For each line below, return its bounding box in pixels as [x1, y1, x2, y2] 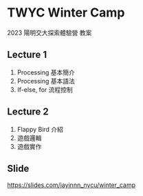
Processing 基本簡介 [16, 68, 76, 77]
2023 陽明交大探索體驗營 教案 [7, 28, 92, 37]
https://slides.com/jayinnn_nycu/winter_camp [7, 181, 136, 189]
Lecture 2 [7, 106, 49, 118]
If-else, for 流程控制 [16, 85, 74, 94]
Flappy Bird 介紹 [16, 125, 64, 133]
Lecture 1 [7, 49, 47, 61]
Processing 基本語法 [16, 77, 76, 85]
